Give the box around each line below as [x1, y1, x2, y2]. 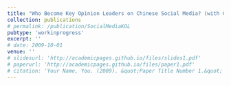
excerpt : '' [7, 36, 41, 42]
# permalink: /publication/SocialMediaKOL [7, 23, 131, 29]
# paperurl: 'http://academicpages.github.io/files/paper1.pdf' [7, 61, 195, 68]
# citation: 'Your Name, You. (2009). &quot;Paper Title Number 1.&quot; [7, 67, 223, 74]
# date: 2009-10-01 [7, 42, 63, 49]
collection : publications [7, 16, 81, 23]
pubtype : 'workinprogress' [7, 29, 85, 36]
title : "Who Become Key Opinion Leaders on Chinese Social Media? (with [7, 10, 220, 17]
